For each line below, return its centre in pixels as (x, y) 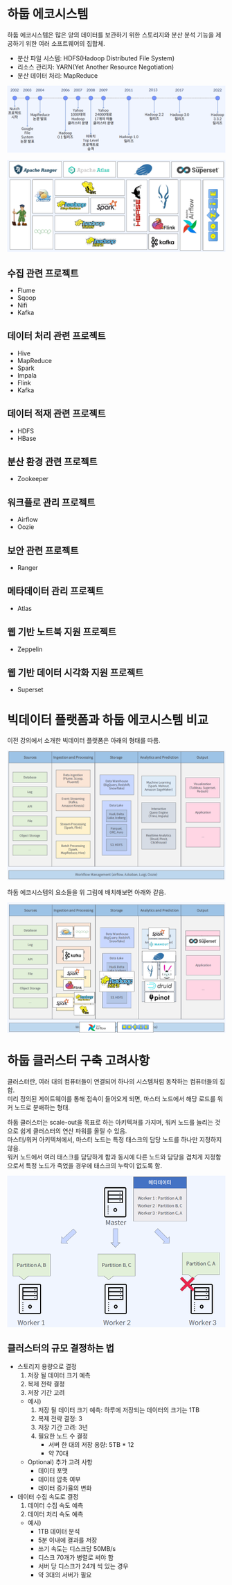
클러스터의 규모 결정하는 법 (61, 1349)
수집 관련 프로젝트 (43, 273)
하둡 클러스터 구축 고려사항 (79, 1061)
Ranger (27, 568)
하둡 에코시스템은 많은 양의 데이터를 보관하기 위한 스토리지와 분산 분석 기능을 (111, 35)
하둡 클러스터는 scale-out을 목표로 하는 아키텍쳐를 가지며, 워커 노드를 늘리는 (110, 1123)
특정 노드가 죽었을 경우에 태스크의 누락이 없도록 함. (94, 1166)
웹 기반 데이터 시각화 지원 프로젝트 (75, 673)
